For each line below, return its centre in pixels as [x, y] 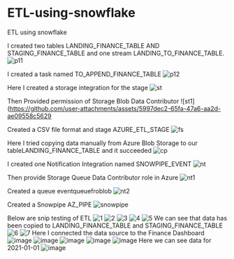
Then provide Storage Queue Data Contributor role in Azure [93, 177]
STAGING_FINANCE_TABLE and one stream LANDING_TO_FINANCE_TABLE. [116, 53]
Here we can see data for [175, 240]
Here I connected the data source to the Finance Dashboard [118, 232]
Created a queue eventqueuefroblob [60, 191]
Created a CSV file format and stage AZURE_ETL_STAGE [88, 129]
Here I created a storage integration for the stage [78, 87]
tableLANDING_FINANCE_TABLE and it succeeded [80, 150]
